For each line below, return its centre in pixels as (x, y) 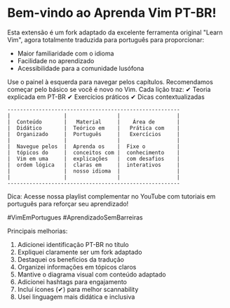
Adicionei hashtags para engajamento (72, 281)
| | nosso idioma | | (94, 171)
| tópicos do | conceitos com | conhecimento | (94, 152)
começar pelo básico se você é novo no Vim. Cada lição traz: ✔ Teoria (109, 89)
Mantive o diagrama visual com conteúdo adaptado (92, 274)
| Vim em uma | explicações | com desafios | (94, 159)
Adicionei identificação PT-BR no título (73, 244)
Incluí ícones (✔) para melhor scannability (78, 289)
